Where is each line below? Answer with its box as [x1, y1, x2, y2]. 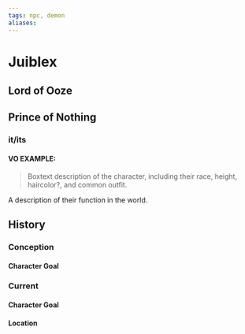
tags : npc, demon [8, 11, 65, 20]
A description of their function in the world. [8, 195, 148, 205]
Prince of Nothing [8, 111, 97, 124]
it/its [8, 135, 27, 146]
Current [8, 280, 39, 291]
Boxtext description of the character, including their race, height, [27, 171, 238, 181]
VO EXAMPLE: [8, 154, 57, 163]
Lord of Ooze [8, 84, 72, 98]
